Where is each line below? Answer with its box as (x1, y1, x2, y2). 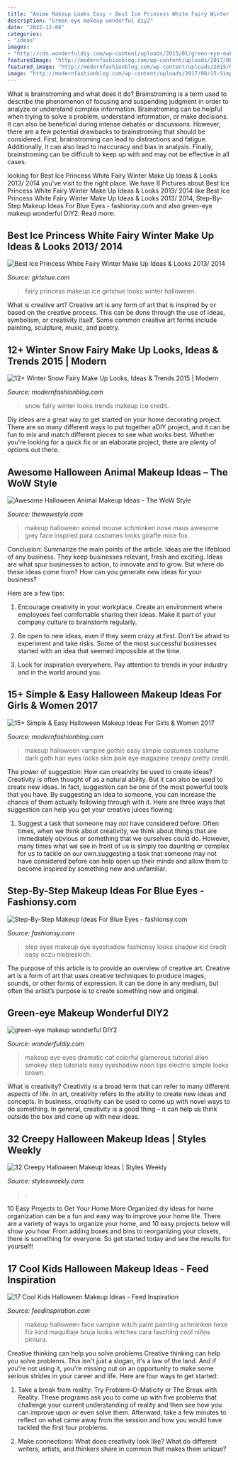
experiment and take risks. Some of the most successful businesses (17, 639, 217, 648)
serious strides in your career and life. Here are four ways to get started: (7, 1372, 218, 1380)
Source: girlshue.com (7, 273, 70, 281)
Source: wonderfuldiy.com (7, 1039, 85, 1048)
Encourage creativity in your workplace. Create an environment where (17, 602, 223, 611)
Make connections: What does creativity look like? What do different (17, 1437, 217, 1445)
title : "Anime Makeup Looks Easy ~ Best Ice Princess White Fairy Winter (7, 10, 230, 18)
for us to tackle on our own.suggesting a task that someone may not (17, 849, 217, 857)
